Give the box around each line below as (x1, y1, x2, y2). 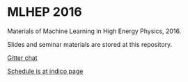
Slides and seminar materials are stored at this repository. (7, 40, 173, 48)
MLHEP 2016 (7, 4, 82, 20)
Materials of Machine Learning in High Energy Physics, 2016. (7, 27, 182, 35)
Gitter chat (7, 53, 38, 62)
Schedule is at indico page (7, 67, 84, 75)
